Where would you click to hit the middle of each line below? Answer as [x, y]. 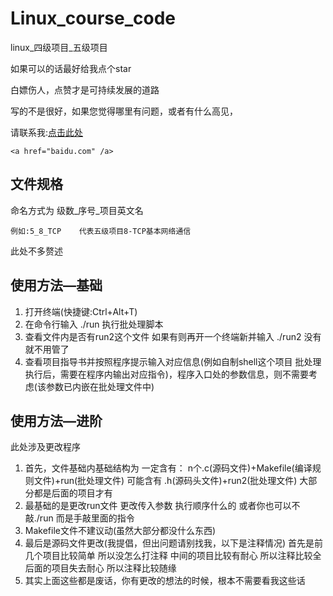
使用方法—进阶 [56, 420]
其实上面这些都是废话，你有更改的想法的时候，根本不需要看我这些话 [165, 581]
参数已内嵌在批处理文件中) [100, 386]
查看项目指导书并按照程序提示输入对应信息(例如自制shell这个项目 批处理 [173, 361]
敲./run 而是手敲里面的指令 [79, 518]
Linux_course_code [93, 18]
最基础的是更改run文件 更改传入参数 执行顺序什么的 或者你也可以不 [162, 506]
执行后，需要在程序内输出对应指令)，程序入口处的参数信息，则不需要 [166, 374]
